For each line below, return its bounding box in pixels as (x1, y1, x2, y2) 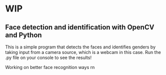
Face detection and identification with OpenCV (5, 23, 154, 31)
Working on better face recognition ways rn (5, 64, 95, 70)
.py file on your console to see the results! (5, 54, 91, 60)
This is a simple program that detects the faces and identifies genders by (5, 44, 156, 50)
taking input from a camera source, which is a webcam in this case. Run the (5, 49, 161, 55)
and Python (5, 30, 42, 39)
